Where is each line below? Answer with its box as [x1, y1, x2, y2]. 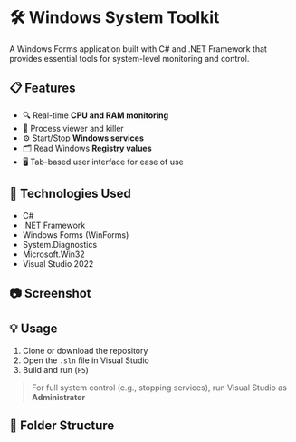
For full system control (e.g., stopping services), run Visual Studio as [31, 382, 288, 393]
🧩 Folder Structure [9, 418, 115, 434]
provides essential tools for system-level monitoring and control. [9, 53, 250, 64]
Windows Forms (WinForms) [22, 229, 129, 241]
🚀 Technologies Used [9, 186, 131, 201]
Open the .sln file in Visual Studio [22, 355, 149, 366]
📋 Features [9, 81, 76, 96]
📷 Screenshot [9, 285, 92, 300]
